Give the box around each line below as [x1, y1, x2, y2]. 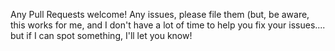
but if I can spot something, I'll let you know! [10, 30, 193, 41]
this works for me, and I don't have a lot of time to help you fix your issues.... [10, 19, 326, 31]
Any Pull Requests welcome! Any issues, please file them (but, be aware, [10, 9, 310, 20]
